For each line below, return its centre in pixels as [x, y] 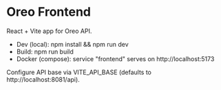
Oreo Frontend [49, 12]
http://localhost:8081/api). [43, 79]
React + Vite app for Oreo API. [49, 31]
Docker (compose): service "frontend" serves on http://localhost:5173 [115, 58]
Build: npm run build [45, 52]
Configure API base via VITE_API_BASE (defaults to [79, 72]
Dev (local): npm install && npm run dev [72, 44]
